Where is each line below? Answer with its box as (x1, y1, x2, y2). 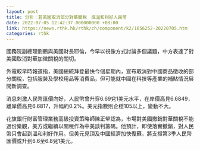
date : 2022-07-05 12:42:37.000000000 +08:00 (6, 20, 118, 25)
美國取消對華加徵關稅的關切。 (6, 55, 79, 62)
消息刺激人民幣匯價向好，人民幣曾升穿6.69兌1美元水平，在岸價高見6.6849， (6, 95, 193, 103)
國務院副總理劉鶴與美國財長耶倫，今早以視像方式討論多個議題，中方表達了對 (6, 48, 194, 55)
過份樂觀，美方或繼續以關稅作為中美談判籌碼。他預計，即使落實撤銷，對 (6, 123, 183, 130)
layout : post (6, 8, 39, 15)
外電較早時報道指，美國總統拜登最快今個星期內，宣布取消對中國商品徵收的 (6, 68, 189, 75)
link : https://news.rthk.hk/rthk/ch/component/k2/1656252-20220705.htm (6, 25, 187, 31)
